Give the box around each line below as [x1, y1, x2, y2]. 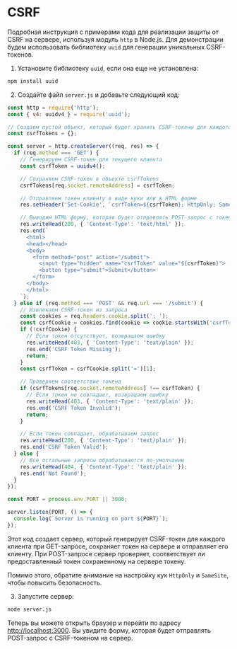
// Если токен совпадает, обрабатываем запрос [20, 430, 159, 437]
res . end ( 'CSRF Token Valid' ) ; [20, 444, 109, 451]
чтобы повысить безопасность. [7, 578, 102, 587]
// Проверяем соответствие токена [20, 378, 121, 386]
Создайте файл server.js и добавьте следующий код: [17, 90, 180, 99]
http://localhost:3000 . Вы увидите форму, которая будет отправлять [7, 626, 212, 634]
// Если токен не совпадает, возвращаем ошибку [25, 391, 169, 398]
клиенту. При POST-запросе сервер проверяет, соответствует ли [7, 549, 206, 558]
